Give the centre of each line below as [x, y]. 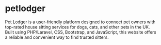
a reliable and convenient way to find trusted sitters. [57, 37]
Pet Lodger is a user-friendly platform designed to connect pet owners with [80, 22]
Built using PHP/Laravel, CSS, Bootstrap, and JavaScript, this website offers [81, 32]
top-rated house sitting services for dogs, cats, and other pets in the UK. [78, 27]
